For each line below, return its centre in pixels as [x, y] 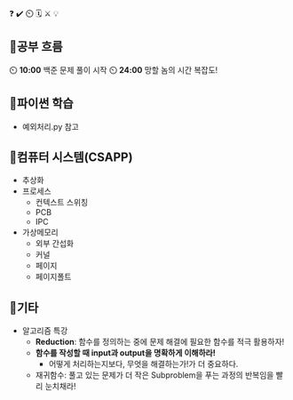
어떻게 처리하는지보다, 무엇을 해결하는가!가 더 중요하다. [143, 364]
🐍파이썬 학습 [41, 104]
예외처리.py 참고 [51, 126]
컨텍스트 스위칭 [62, 203]
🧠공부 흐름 [36, 47]
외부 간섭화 [54, 244]
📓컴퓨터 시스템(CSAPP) [71, 158]
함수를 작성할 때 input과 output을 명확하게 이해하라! [125, 353]
